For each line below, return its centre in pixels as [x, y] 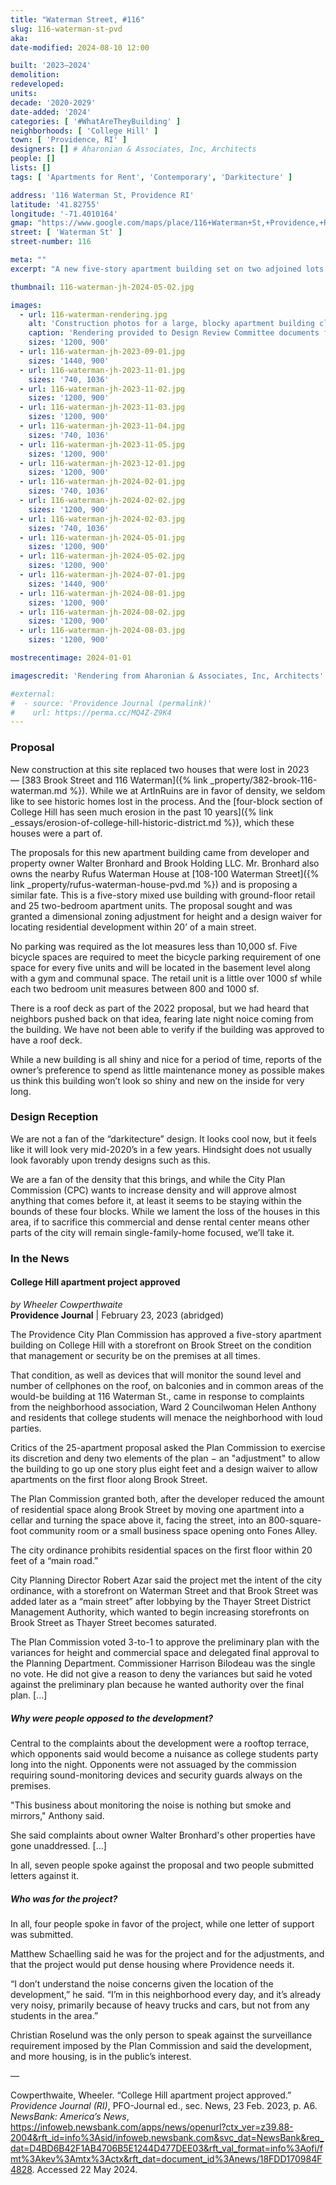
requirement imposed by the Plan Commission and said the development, [161, 2045]
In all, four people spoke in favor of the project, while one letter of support [162, 1923]
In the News [40, 1258]
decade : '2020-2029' [53, 102]
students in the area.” [54, 2015]
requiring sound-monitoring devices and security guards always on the [156, 1775]
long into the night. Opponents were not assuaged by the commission [153, 1764]
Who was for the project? [64, 1898]
